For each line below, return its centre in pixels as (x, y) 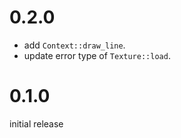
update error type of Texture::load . (97, 55)
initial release (36, 123)
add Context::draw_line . (74, 45)
